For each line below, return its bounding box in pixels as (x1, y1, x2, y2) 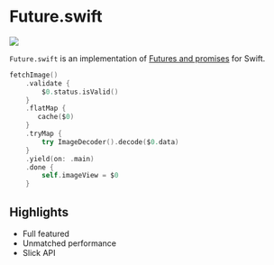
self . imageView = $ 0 (41, 171, 119, 180)
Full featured (22, 228, 70, 239)
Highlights (9, 205, 69, 220)
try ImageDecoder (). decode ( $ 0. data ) (41, 137, 179, 146)
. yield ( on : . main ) (25, 154, 95, 163)
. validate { (25, 78, 70, 87)
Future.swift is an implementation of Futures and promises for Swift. (9, 52, 266, 64)
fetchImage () (9, 70, 59, 79)
